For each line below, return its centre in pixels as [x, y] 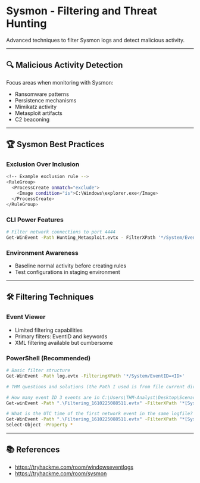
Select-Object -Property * [40, 425]
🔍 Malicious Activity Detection [65, 65]
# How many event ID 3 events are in [53, 397]
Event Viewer [26, 317]
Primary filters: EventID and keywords [61, 336]
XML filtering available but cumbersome [64, 342]
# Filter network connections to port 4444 [61, 232]
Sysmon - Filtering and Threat [82, 11]
